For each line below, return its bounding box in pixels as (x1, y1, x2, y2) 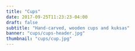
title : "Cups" (6, 8, 41, 15)
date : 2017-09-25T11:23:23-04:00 (6, 14, 88, 20)
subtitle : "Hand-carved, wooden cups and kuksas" (6, 25, 130, 31)
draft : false (6, 19, 38, 25)
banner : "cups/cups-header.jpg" (6, 30, 85, 36)
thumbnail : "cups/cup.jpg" (6, 36, 72, 42)
